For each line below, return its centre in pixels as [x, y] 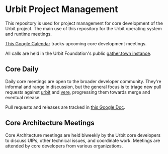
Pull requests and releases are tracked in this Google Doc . [65, 107]
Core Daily [22, 69]
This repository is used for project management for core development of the [84, 23]
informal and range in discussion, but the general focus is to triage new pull [83, 87]
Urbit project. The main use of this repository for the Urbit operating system [83, 28]
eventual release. [23, 97]
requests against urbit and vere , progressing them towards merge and [78, 92]
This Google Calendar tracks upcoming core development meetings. [76, 43]
